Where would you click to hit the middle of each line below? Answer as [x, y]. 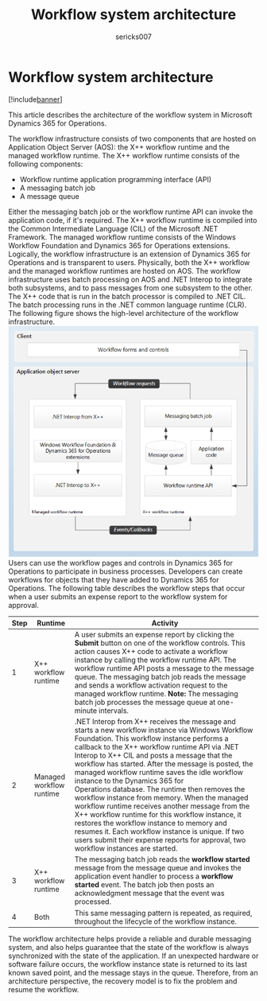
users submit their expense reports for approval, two [160, 840]
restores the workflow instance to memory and [151, 823]
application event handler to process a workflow [154, 876]
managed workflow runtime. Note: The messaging [156, 693]
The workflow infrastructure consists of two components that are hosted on [132, 138]
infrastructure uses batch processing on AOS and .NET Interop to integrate [130, 279]
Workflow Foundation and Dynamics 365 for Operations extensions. [119, 245]
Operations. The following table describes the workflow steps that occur [127, 588]
